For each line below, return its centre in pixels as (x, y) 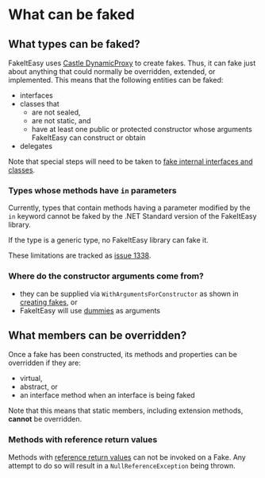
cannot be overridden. (45, 419)
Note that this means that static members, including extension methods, (126, 410)
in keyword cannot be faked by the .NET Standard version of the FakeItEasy (132, 216)
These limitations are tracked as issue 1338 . (80, 255)
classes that (39, 104)
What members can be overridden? (98, 335)
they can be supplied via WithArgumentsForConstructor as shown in (129, 293)
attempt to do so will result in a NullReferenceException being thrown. (122, 465)
